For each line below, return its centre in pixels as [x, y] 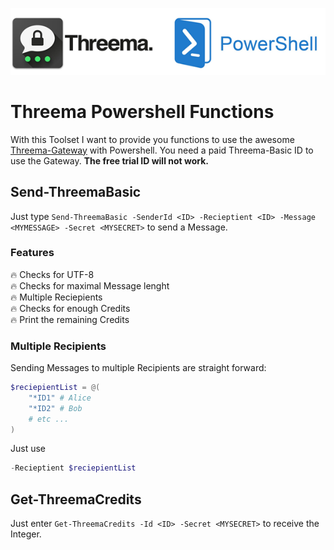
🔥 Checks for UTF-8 [52, 274]
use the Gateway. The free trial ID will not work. [110, 160]
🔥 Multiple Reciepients [56, 297]
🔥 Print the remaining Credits [70, 319]
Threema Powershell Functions [142, 111]
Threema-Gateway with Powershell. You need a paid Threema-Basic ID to [162, 150]
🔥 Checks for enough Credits [70, 308]
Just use [28, 449]
